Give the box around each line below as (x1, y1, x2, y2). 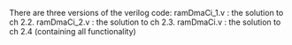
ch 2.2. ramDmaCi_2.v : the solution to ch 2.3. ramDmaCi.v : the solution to (9, 17, 281, 27)
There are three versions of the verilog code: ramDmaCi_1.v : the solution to (9, 8, 284, 18)
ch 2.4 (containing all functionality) (9, 26, 137, 36)
